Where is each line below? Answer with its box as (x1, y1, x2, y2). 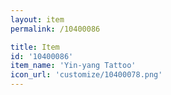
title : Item (10, 42, 60, 52)
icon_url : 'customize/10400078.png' (10, 70, 163, 80)
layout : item (10, 14, 65, 25)
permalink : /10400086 (10, 24, 101, 34)
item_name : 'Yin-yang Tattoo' (10, 61, 137, 71)
